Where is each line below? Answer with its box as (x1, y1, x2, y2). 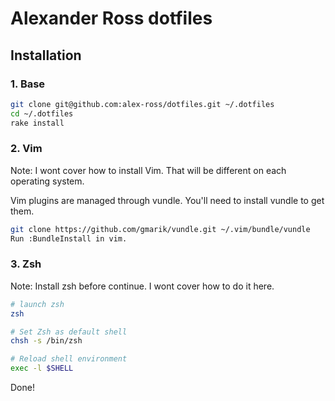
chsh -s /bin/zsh (10, 336, 83, 346)
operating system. (10, 175, 85, 187)
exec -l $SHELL (10, 363, 74, 374)
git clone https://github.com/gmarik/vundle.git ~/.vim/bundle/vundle (10, 224, 311, 234)
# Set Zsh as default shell (10, 327, 128, 337)
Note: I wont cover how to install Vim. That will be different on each (10, 164, 287, 176)
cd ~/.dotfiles (10, 108, 74, 119)
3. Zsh (10, 257, 42, 271)
